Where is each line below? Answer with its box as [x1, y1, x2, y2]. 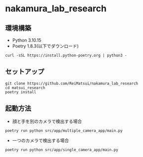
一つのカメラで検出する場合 [12, 137, 69, 143]
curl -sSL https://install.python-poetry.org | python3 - [5, 53, 127, 58]
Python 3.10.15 [12, 38, 42, 43]
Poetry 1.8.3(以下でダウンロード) [12, 43, 79, 49]
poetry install [5, 89, 37, 94]
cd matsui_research [5, 85, 46, 90]
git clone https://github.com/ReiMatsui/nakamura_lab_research [5, 81, 139, 86]
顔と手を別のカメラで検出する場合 [12, 118, 82, 124]
